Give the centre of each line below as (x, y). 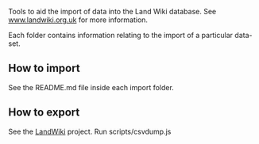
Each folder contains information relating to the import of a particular (120, 35)
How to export (44, 113)
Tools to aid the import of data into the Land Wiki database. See (112, 11)
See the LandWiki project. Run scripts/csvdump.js (90, 131)
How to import (44, 68)
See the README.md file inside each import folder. (91, 87)
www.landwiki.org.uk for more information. (78, 20)
